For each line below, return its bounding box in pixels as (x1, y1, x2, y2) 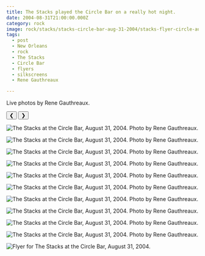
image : (6, 26, 23, 32)
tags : (6, 32, 20, 38)
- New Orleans (12, 43, 48, 49)
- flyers (12, 65, 34, 72)
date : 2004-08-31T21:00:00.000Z (6, 15, 88, 21)
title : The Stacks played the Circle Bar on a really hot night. (6, 9, 176, 15)
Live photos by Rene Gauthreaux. (6, 99, 90, 107)
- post (12, 37, 29, 43)
